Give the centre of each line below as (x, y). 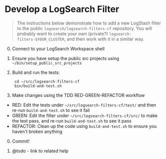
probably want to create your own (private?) (62, 33)
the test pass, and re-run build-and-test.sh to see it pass (71, 120)
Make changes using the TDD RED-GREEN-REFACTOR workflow (78, 95)
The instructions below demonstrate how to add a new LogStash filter (89, 23)
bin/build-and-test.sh (38, 86)
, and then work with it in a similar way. (104, 39)
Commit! (21, 141)
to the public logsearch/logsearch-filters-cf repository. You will (85, 28)
